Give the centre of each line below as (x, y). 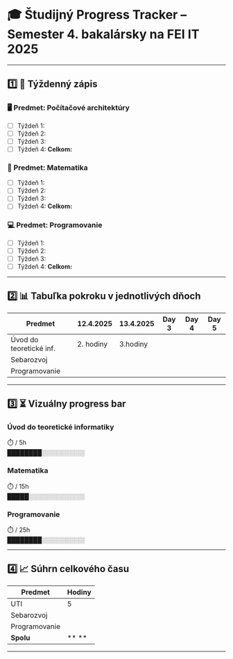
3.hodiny (133, 344)
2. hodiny (93, 344)
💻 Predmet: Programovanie (55, 225)
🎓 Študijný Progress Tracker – (97, 15)
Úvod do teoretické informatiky (61, 428)
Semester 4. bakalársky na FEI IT (103, 34)
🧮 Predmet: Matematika (48, 168)
